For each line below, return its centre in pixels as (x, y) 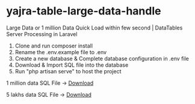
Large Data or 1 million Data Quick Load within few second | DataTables (94, 28)
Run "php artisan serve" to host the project (68, 71)
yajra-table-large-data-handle (84, 11)
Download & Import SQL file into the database (72, 65)
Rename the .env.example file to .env (61, 52)
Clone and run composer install (54, 46)
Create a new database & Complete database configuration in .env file (102, 58)
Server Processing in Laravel (42, 34)
